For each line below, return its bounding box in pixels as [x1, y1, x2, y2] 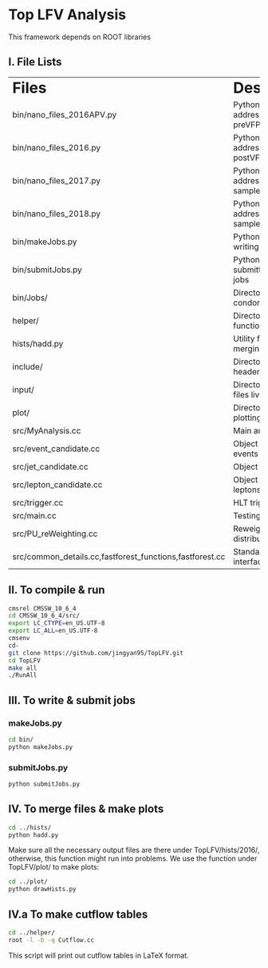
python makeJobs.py [8, 742, 73, 751]
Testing [232, 510, 262, 521]
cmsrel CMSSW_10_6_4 [8, 604, 77, 613]
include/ [12, 361, 43, 372]
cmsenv [8, 634, 30, 642]
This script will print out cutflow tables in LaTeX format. [8, 950, 189, 960]
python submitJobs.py [8, 780, 81, 789]
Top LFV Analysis [8, 6, 127, 24]
